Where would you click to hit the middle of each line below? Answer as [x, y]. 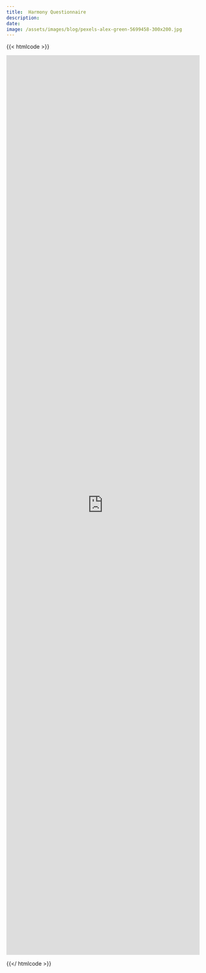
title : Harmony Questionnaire [46, 12]
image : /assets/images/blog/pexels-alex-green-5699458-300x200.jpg [94, 29]
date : [13, 23]
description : [23, 18]
